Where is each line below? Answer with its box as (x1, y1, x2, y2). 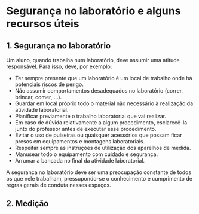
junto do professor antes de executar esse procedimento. (14, 126, 157, 132)
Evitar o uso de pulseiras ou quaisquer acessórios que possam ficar (14, 132, 182, 139)
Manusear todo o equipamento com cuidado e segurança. (14, 151, 158, 158)
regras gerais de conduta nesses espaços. (6, 181, 112, 188)
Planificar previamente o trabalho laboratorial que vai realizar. (14, 112, 167, 120)
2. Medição (6, 198, 49, 209)
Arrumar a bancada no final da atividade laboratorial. (14, 157, 145, 164)
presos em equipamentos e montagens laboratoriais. (14, 138, 145, 145)
